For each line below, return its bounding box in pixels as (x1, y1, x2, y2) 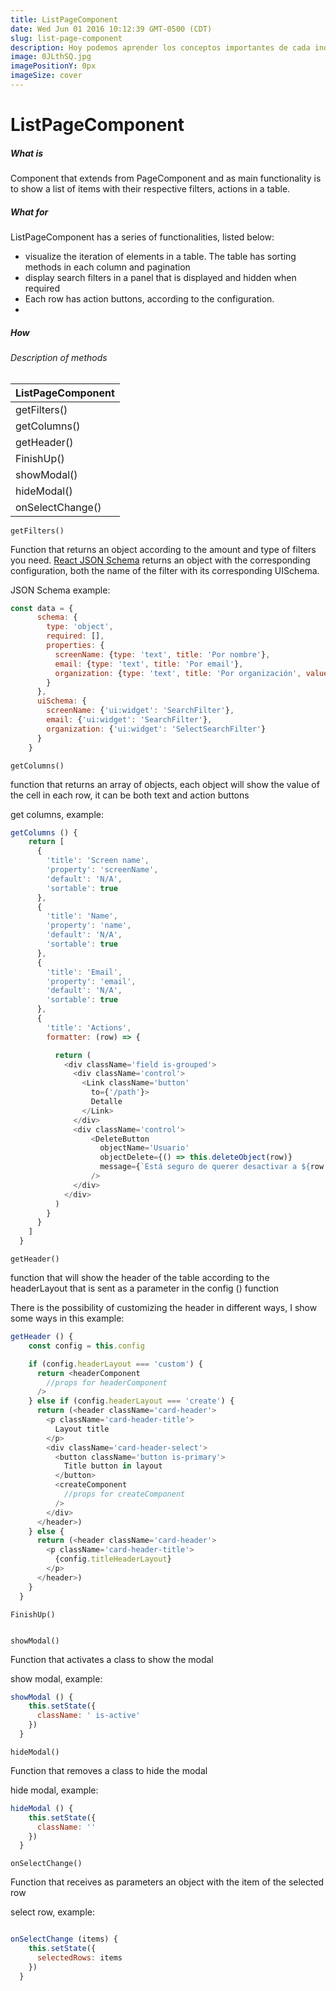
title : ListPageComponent (10, 14, 118, 25)
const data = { (10, 603, 74, 613)
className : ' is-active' (36, 1711, 141, 1721)
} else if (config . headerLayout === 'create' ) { (28, 1396, 235, 1406)
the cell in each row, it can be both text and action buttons (10, 789, 250, 801)
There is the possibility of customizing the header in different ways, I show (10, 1302, 318, 1314)
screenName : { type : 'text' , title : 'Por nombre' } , (54, 649, 271, 660)
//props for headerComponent (46, 1377, 168, 1388)
